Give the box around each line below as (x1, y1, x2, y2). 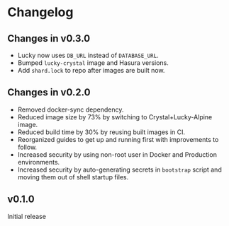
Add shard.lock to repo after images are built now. (17, 66, 165, 74)
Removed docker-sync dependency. (17, 105, 124, 114)
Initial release (7, 212, 46, 220)
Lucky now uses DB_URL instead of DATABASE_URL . (17, 51, 159, 59)
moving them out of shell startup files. (17, 172, 129, 181)
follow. (17, 143, 38, 151)
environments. (17, 157, 60, 166)
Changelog (7, 4, 74, 20)
